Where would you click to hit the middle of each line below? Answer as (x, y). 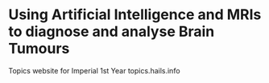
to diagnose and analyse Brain (112, 32)
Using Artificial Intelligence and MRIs (135, 15)
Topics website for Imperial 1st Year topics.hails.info (94, 70)
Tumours (39, 49)
